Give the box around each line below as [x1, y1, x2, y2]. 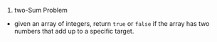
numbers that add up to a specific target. [14, 27, 134, 35]
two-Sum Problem [14, 6, 68, 14]
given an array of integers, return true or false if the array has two [14, 20, 210, 27]
